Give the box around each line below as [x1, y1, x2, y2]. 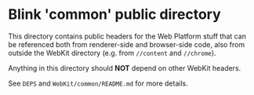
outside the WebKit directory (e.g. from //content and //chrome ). [8, 48, 217, 57]
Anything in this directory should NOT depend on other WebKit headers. [8, 63, 241, 72]
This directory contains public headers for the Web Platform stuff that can [8, 31, 247, 41]
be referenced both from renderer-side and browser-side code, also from [8, 39, 245, 49]
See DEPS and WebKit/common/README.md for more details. [8, 79, 188, 88]
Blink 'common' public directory [8, 5, 221, 24]
